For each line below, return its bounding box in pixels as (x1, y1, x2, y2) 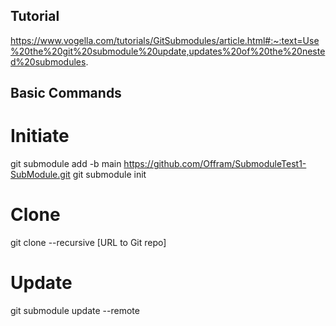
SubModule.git (10, 169, 71, 181)
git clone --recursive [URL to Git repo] (10, 237, 167, 249)
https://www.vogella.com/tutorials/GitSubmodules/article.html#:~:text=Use (10, 34, 320, 46)
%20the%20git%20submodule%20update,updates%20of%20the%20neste (10, 45, 326, 57)
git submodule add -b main (10, 158, 122, 170)
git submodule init (72, 169, 147, 181)
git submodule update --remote (10, 305, 140, 317)
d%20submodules (10, 55, 87, 68)
